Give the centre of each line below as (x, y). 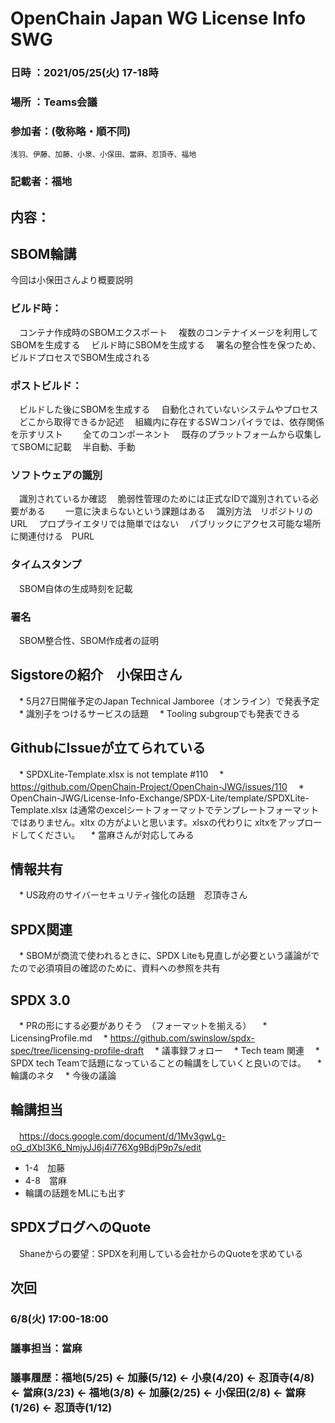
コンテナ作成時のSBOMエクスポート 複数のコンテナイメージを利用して (168, 332)
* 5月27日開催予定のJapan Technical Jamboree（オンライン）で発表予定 (169, 701)
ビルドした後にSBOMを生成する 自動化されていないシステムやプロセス (168, 409)
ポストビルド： (46, 385)
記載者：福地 (41, 182)
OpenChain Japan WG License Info (158, 18)
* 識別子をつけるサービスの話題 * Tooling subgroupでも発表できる (159, 713)
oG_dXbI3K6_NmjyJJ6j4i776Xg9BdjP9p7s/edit (106, 1147)
